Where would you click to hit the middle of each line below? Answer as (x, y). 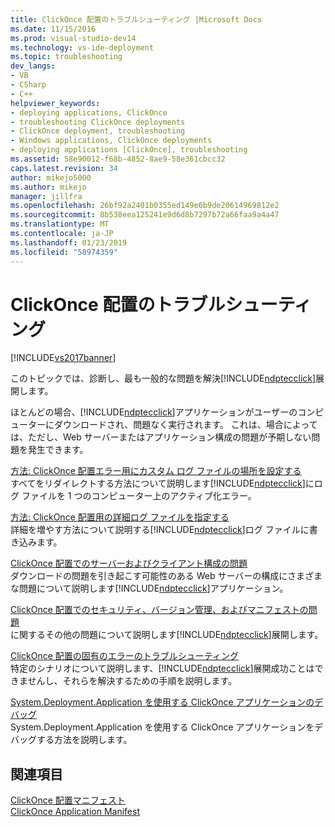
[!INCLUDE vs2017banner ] (63, 358)
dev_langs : (33, 66)
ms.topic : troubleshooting (66, 57)
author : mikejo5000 (51, 177)
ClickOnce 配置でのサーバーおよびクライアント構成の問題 (129, 563)
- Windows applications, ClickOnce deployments (111, 141)
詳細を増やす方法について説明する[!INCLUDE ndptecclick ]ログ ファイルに (160, 530)
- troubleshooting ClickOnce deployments (98, 122)
